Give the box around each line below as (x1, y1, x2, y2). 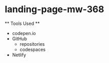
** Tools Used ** (5, 20, 40, 26)
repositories (19, 41, 45, 47)
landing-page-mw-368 (5, 4, 104, 15)
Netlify (12, 52, 26, 58)
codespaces (19, 46, 46, 52)
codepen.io (12, 30, 36, 36)
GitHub (12, 36, 27, 42)
